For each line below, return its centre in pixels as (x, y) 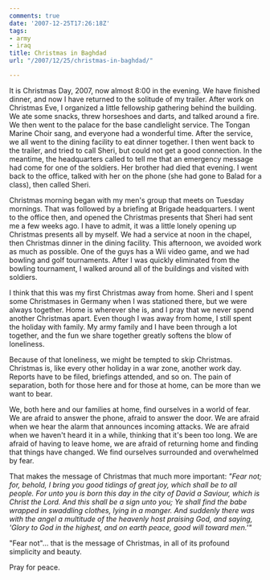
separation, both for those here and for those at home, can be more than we (135, 385)
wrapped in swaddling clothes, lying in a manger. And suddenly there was (132, 510)
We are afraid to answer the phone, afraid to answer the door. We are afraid (134, 418)
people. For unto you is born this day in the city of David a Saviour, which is (135, 493)
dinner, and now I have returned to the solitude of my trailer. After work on (132, 99)
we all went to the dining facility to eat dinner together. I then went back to (132, 142)
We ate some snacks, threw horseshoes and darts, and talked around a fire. (134, 116)
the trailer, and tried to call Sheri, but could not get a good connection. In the (136, 150)
